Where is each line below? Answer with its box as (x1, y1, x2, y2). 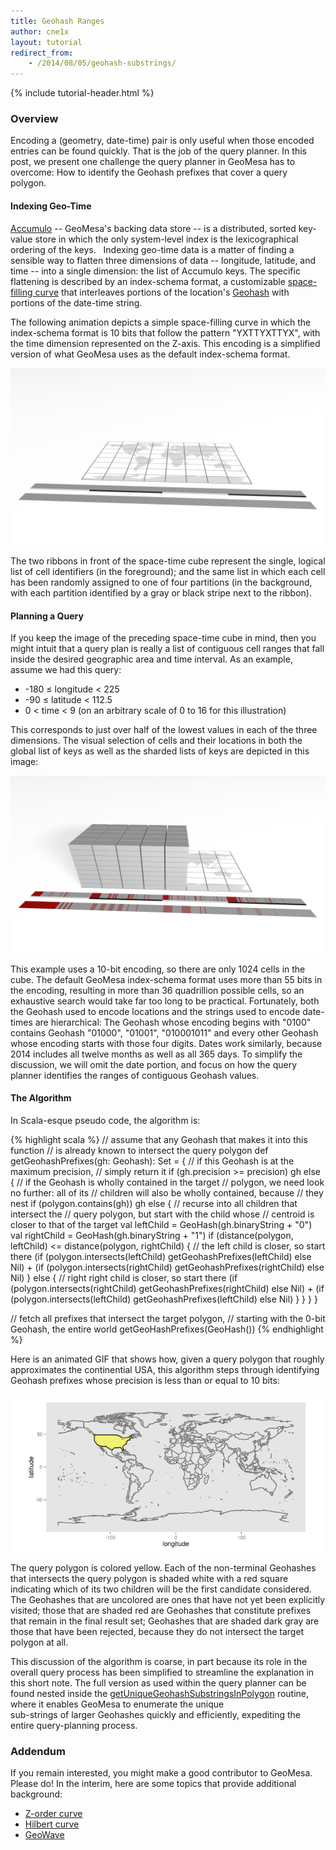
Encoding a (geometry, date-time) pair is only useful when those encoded (10, 135, 315, 147)
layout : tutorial (10, 37, 83, 47)
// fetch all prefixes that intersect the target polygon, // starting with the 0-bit (10, 1313, 326, 1325)
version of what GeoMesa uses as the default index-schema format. (10, 348, 291, 360)
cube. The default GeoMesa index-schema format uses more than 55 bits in (10, 973, 323, 985)
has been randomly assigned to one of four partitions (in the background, (10, 576, 313, 589)
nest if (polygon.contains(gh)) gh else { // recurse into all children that (10, 1198, 298, 1210)
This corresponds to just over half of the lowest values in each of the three (10, 724, 318, 736)
